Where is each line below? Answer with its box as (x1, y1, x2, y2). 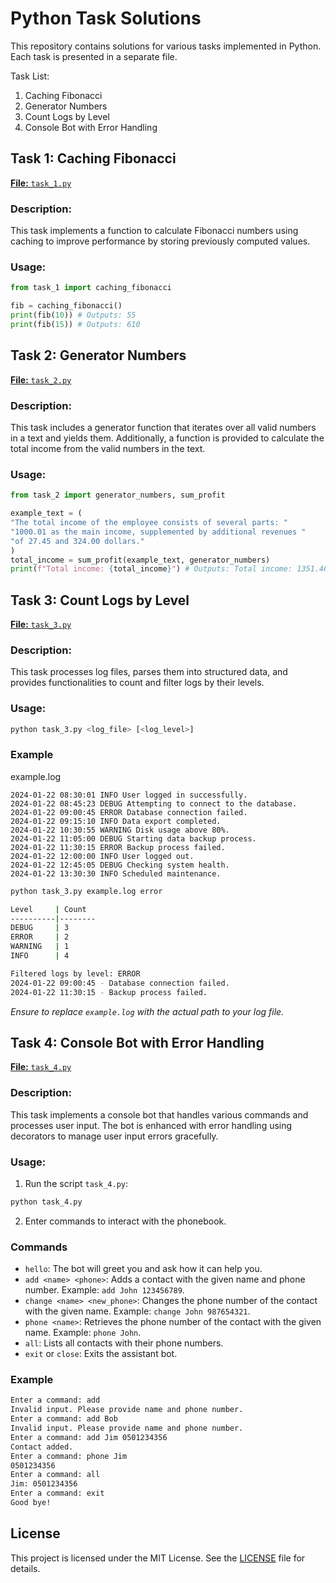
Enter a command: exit (10, 1488, 105, 1499)
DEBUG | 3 (10, 923, 70, 933)
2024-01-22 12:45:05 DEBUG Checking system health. (10, 860, 230, 870)
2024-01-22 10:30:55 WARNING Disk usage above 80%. (10, 825, 230, 835)
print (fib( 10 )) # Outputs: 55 (10, 310, 137, 321)
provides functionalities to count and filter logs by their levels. (10, 677, 265, 689)
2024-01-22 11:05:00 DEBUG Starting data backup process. (10, 833, 257, 844)
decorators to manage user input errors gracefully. (10, 1130, 219, 1142)
